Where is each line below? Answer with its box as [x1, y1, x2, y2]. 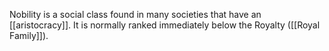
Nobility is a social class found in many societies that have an [9, 9, 262, 20]
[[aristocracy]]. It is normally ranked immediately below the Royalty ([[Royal [9, 19, 321, 31]
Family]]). [9, 30, 49, 41]
